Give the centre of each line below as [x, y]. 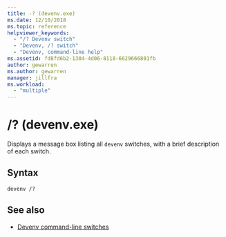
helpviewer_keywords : [38, 33]
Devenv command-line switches [63, 227]
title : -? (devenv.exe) [41, 13]
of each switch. [29, 151]
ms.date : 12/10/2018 [37, 20]
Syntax [23, 173]
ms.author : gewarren [37, 71]
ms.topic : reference [37, 26]
